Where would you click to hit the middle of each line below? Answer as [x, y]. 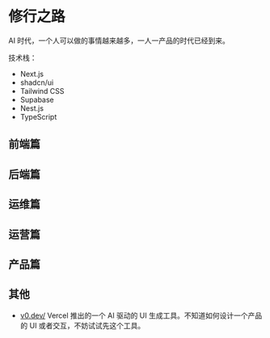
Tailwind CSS [42, 91]
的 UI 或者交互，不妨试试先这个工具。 [82, 325]
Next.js [32, 74]
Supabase [37, 99]
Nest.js [32, 108]
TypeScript [38, 116]
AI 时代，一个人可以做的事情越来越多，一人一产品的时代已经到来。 [119, 40]
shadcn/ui [37, 82]
